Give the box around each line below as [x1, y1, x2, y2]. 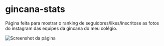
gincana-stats [5, 3, 65, 15]
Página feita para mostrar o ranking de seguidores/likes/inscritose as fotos [5, 20, 159, 26]
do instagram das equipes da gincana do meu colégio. [5, 25, 118, 31]
